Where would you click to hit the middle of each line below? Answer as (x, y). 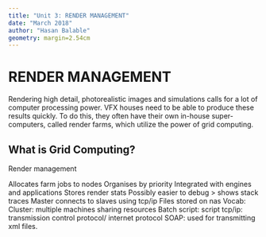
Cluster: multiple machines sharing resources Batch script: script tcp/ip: (126, 209)
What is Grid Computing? (72, 149)
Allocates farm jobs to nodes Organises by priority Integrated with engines (130, 184)
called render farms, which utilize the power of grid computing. (150, 125)
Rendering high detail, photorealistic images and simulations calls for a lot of (133, 99)
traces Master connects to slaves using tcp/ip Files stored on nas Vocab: (127, 201)
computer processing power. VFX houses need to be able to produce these (131, 107)
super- (223, 116)
